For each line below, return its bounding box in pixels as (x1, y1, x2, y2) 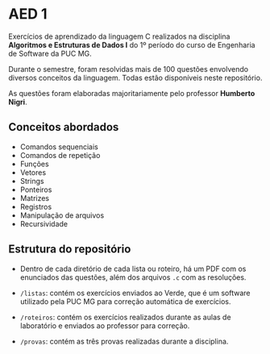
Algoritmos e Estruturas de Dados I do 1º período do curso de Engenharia (8, 40, 255, 49)
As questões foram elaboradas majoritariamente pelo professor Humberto (8, 88, 255, 98)
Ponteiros (19, 185, 52, 194)
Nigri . (8, 97, 27, 106)
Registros (19, 202, 52, 211)
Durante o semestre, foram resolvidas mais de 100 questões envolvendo (8, 64, 248, 73)
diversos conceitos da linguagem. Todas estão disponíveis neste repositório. (8, 73, 263, 82)
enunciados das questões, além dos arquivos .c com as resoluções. (19, 272, 247, 282)
